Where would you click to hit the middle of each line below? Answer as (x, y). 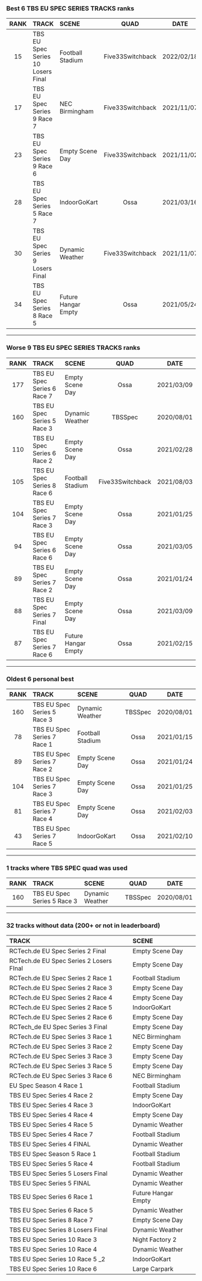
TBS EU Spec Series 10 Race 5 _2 (57, 1259)
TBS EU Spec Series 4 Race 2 (51, 1095)
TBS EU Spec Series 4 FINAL (50, 1145)
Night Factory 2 (155, 1240)
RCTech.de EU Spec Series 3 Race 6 (61, 1076)
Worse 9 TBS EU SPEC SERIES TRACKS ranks (73, 348)
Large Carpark (153, 1269)
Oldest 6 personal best (40, 679)
